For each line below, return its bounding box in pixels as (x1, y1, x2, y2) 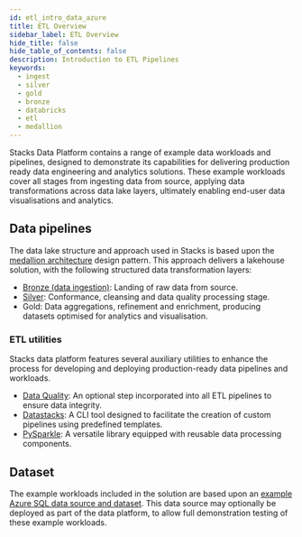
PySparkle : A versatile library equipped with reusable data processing (22, 429, 282, 440)
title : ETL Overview (9, 22, 87, 31)
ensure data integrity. (22, 400, 102, 411)
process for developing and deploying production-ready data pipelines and (9, 363, 288, 375)
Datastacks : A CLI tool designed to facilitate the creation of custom (22, 410, 272, 421)
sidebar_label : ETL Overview (9, 30, 119, 39)
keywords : (9, 64, 47, 73)
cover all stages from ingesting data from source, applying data (9, 176, 245, 186)
